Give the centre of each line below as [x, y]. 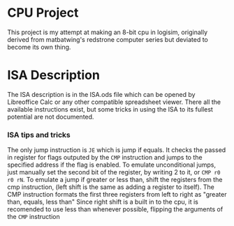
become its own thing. [39, 47]
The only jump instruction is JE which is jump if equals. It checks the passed [117, 150]
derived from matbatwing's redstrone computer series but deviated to [108, 39]
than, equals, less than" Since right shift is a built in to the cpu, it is [103, 202]
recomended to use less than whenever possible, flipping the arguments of [115, 209]
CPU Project [43, 13]
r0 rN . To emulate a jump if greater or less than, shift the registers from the [115, 180]
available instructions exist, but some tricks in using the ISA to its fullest [110, 109]
